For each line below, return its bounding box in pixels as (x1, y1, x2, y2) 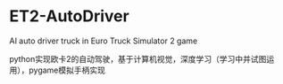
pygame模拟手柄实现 (28, 65, 105, 75)
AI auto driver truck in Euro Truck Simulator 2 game (9, 35, 198, 46)
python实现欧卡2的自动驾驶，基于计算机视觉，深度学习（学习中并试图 (9, 53, 267, 64)
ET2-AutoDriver (9, 6, 129, 27)
